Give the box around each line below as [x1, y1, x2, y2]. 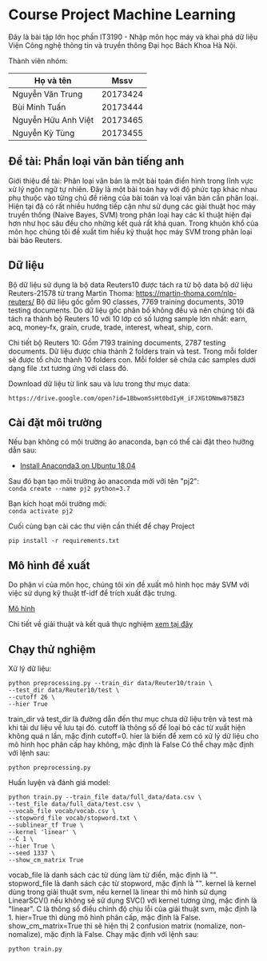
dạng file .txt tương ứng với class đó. [8, 363, 129, 373]
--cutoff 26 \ [8, 693, 56, 701]
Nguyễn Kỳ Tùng [12, 127, 75, 138]
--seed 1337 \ [8, 849, 56, 857]
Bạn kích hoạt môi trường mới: [8, 499, 107, 508]
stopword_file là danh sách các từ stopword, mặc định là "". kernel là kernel [8, 879, 257, 888]
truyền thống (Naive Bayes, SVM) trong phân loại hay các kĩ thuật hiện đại [8, 209, 252, 219]
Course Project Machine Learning [8, 6, 236, 24]
